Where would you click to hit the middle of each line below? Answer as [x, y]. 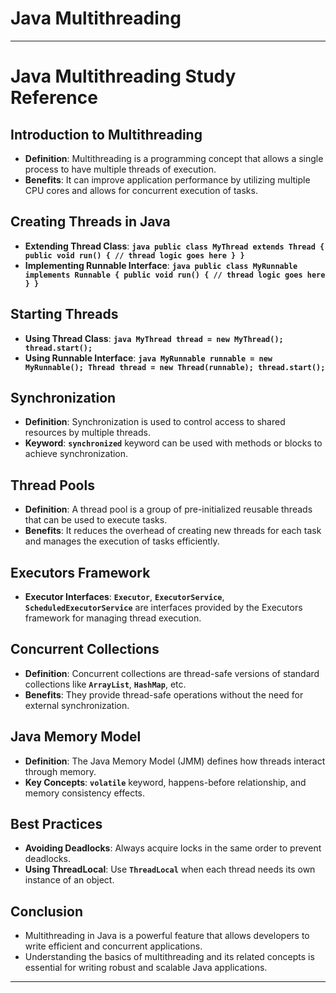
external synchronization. [77, 705]
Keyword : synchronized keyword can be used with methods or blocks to [173, 443]
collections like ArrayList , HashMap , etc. [105, 684]
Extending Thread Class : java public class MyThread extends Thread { [174, 246]
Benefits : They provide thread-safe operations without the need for [164, 694]
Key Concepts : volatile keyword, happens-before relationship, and [165, 782]
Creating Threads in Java [90, 222]
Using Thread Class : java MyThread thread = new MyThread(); [154, 338]
